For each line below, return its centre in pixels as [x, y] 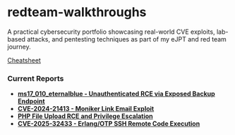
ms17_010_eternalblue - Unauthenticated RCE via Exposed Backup [116, 94]
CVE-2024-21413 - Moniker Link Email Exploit [86, 109]
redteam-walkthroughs [77, 12]
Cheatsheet [24, 60]
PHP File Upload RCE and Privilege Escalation [85, 116]
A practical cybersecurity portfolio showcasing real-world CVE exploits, [111, 32]
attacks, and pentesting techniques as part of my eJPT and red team [127, 39]
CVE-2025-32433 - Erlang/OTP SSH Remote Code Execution [109, 124]
